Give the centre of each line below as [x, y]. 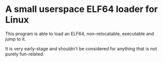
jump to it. [16, 39]
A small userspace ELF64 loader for [82, 9]
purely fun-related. [25, 54]
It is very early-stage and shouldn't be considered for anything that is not [81, 48]
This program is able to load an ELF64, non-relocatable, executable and [80, 33]
